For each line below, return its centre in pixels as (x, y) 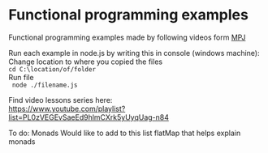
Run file (21, 77)
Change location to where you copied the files (86, 62)
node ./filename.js (45, 85)
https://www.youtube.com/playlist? (67, 108)
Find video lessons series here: (61, 100)
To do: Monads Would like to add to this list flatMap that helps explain (125, 133)
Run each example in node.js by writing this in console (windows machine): (134, 53)
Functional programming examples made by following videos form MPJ (127, 37)
